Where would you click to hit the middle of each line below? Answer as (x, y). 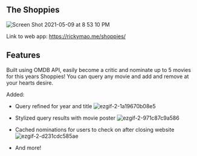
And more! (28, 148)
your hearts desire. (30, 83)
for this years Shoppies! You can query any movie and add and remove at (98, 76)
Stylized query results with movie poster (65, 118)
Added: (15, 94)
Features (23, 55)
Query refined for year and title (53, 106)
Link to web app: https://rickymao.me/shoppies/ (66, 36)
